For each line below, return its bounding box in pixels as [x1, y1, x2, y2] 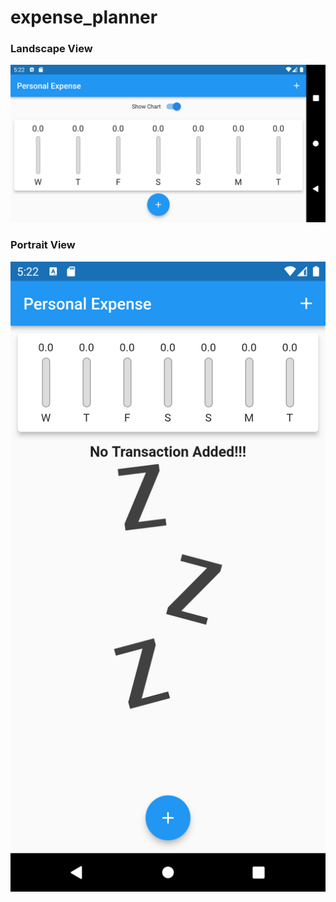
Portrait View [10, 238, 76, 252]
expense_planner [10, 6, 158, 29]
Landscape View [10, 42, 93, 56]
